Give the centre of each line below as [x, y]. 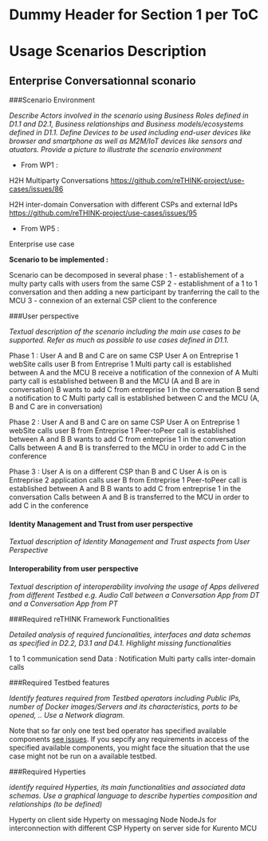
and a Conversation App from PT [63, 603]
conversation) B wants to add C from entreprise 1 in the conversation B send [134, 390]
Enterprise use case [42, 244]
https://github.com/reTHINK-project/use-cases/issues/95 [103, 213]
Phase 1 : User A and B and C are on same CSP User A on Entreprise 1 [124, 356]
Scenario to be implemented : [59, 260]
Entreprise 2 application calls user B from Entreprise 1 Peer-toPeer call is [128, 480]
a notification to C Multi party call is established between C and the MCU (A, [134, 398]
